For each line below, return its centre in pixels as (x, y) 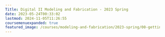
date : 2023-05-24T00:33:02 (33, 14)
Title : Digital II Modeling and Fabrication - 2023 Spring (67, 9)
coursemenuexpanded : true (31, 23)
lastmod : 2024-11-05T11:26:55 (36, 18)
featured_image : (22, 27)
